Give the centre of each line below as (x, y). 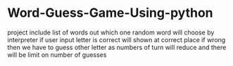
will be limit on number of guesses (57, 55)
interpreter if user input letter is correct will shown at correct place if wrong (116, 39)
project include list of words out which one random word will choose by (111, 32)
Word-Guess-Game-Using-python (110, 13)
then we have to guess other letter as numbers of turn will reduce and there (117, 47)
